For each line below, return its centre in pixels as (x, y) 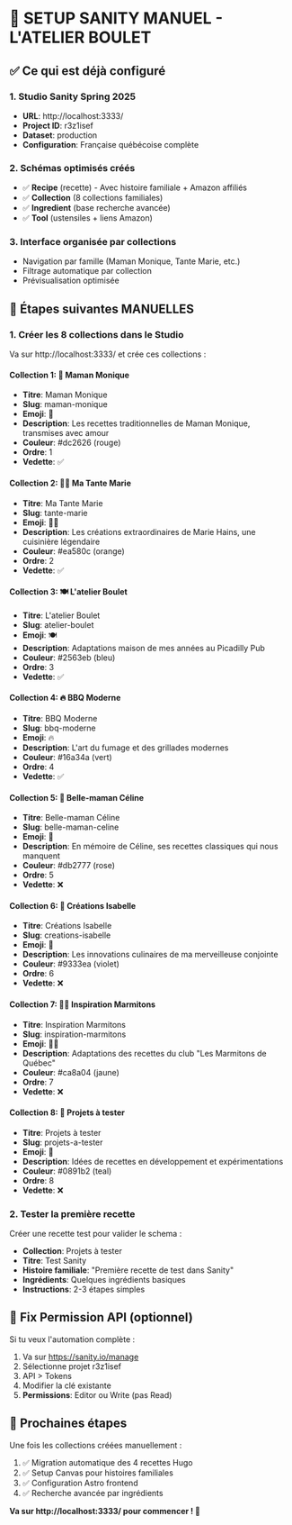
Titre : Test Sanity (54, 1261)
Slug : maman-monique (65, 404)
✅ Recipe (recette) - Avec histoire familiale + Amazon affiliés (134, 187)
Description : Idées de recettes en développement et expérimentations (153, 1161)
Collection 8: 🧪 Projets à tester (67, 1112)
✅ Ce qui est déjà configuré (88, 71)
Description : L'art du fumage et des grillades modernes (125, 748)
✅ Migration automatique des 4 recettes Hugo (107, 1462)
